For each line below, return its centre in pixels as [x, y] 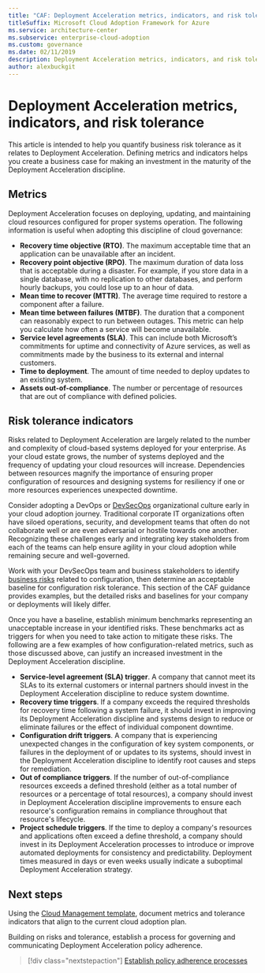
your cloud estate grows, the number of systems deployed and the [116, 457]
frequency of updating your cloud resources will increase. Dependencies [127, 465]
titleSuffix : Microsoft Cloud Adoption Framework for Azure [109, 23]
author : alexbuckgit [42, 67]
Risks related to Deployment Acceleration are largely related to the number [129, 440]
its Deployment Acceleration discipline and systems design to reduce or [136, 719]
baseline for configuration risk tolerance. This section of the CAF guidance [129, 587]
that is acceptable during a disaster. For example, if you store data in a [134, 270]
